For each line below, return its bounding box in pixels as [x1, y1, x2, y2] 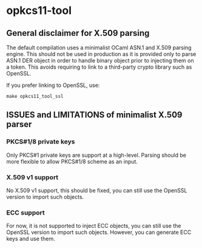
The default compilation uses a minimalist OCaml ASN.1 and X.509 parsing [6, 44, 192, 51]
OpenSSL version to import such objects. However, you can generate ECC [6, 229, 192, 236]
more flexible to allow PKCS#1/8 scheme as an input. [6, 157, 138, 165]
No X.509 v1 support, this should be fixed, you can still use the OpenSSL [6, 187, 187, 194]
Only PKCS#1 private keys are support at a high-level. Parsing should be [6, 151, 187, 159]
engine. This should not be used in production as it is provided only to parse [6, 50, 197, 58]
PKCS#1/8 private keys [6, 137, 75, 146]
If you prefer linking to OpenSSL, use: [6, 81, 100, 89]
